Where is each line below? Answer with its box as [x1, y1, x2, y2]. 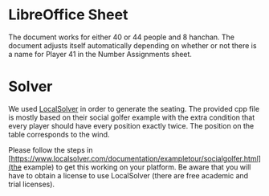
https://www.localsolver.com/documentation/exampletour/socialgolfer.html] [10, 153, 261, 163]
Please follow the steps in [8, 145, 93, 154]
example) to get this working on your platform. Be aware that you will [23, 162, 251, 172]
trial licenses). [8, 179, 55, 189]
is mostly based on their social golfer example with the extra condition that [8, 112, 255, 122]
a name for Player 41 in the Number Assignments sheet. [8, 49, 193, 59]
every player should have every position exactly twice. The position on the [8, 120, 255, 130]
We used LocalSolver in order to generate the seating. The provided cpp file [8, 104, 259, 113]
